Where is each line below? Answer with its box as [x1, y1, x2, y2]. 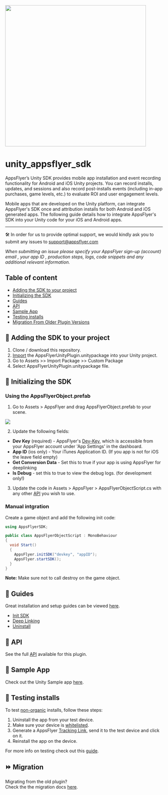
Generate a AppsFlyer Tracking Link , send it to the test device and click [12, 727, 160, 733]
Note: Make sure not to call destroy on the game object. [5, 575, 120, 581]
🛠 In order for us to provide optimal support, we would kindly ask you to [5, 231, 154, 238]
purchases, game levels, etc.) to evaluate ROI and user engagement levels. [5, 191, 159, 197]
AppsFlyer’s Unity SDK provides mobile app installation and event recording [5, 175, 161, 181]
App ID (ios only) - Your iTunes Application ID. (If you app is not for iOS [12, 449, 159, 455]
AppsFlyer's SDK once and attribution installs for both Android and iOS [5, 206, 151, 212]
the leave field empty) [12, 454, 58, 460]
